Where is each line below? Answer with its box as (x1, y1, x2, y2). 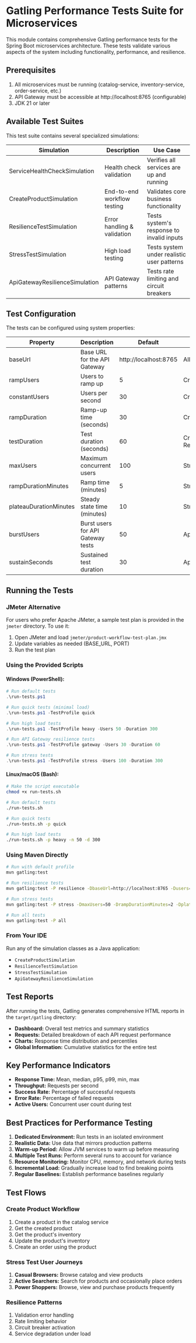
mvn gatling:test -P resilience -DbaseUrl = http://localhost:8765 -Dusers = (6, 886, 192, 892)
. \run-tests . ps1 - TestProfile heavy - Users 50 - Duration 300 (6, 726, 158, 732)
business (146, 194, 172, 203)
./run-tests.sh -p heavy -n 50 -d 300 (6, 837, 100, 843)
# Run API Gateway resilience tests (6, 736, 95, 742)
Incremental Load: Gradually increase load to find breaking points (14, 1164, 174, 1171)
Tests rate (146, 267, 174, 275)
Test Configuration (6, 309, 76, 318)
